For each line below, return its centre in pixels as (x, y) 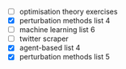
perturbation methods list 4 (65, 21)
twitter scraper (44, 39)
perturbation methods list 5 (65, 57)
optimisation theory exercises (68, 12)
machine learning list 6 (57, 30)
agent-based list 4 (50, 48)
